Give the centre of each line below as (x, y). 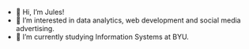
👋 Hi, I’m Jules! (40, 12)
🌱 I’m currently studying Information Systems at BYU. (102, 37)
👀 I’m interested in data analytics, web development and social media (128, 20)
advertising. (35, 28)
